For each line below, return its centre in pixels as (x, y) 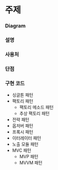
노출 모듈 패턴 (25, 144)
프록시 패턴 (23, 132)
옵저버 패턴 (23, 126)
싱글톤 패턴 (23, 95)
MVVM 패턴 (31, 163)
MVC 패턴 (22, 150)
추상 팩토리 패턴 (34, 113)
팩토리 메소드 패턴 (36, 107)
